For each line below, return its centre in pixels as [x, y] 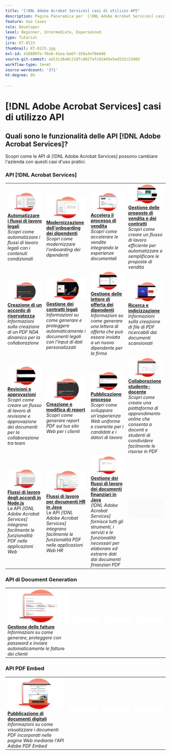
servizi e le [102, 532]
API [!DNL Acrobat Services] [41, 175]
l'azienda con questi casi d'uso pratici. [46, 161]
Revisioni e [19, 389]
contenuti [17, 253]
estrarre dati [104, 554]
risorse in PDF [143, 451]
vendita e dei [142, 219]
